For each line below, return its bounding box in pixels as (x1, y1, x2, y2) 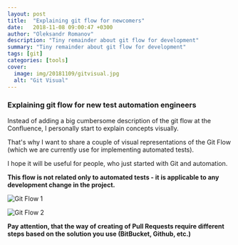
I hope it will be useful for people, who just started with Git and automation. (7, 159, 228, 167)
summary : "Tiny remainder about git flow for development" (7, 43, 187, 51)
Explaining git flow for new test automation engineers (7, 100, 197, 110)
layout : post (7, 10, 46, 18)
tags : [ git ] (7, 51, 43, 58)
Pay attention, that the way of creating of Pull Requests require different (7, 221, 224, 230)
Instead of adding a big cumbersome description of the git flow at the (7, 116, 212, 125)
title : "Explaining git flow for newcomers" (7, 17, 145, 24)
